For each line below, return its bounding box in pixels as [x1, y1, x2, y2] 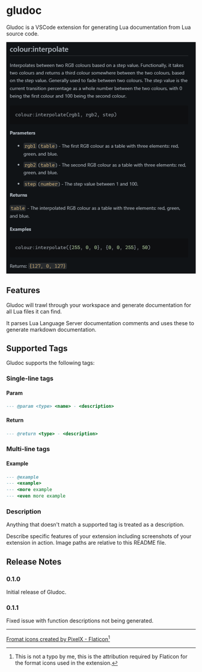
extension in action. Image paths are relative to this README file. [6, 539, 167, 547]
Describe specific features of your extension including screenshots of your [6, 533, 192, 540]
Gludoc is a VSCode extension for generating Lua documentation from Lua [6, 24, 191, 31]
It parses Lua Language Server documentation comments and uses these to [6, 319, 194, 326]
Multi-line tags [6, 445, 50, 453]
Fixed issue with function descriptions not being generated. [6, 617, 154, 624]
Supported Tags [6, 343, 68, 353]
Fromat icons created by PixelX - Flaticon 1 [6, 635, 110, 642]
